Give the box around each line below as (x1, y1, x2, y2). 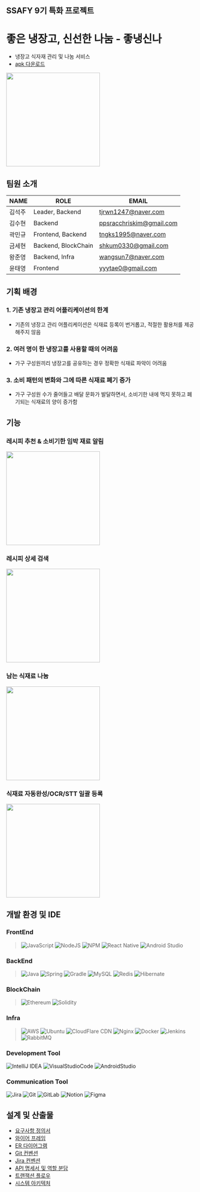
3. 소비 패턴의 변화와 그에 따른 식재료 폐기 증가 (6, 376, 131, 385)
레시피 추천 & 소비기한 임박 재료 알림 (6, 437, 104, 445)
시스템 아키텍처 (14, 1179, 51, 1187)
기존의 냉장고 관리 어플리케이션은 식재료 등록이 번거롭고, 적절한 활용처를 (14, 320, 183, 328)
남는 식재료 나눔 (6, 672, 49, 680)
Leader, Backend (33, 208, 81, 216)
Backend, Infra (33, 253, 75, 261)
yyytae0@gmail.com (99, 264, 157, 272)
